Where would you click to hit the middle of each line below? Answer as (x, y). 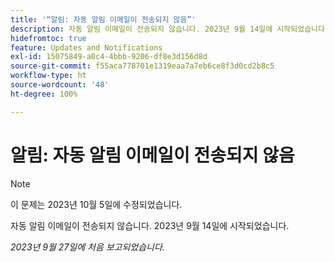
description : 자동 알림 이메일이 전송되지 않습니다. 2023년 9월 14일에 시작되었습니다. (170, 29)
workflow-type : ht (48, 76)
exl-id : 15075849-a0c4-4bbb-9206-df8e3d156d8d (109, 57)
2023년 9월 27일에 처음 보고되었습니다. (87, 247)
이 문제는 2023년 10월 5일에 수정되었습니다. (96, 204)
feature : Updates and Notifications (86, 47)
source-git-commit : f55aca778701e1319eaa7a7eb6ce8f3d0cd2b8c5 (142, 66)
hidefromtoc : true (48, 38)
